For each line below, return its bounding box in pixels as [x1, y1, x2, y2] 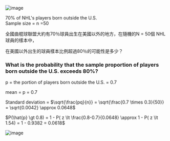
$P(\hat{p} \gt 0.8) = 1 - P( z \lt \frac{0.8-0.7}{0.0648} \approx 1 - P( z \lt [5, 114, 158, 120]
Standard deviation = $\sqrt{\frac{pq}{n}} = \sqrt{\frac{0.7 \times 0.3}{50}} [5, 99, 164, 105]
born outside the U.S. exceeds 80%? [5, 67, 98, 74]
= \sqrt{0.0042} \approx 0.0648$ [5, 105, 76, 111]
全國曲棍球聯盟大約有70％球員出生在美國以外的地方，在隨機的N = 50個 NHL [5, 31, 166, 37]
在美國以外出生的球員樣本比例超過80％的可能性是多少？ [5, 48, 123, 54]
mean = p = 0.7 [5, 89, 37, 95]
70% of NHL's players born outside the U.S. [5, 15, 97, 21]
